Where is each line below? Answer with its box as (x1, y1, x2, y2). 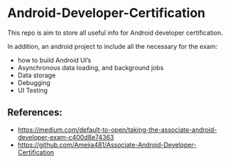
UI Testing (17, 86, 48, 94)
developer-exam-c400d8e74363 (17, 133, 114, 141)
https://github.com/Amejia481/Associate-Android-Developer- (17, 140, 197, 149)
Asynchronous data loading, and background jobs (17, 63, 164, 72)
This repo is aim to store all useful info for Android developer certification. (7, 28, 224, 37)
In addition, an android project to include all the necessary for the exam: (7, 42, 218, 50)
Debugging (17, 78, 51, 86)
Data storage (17, 71, 56, 79)
